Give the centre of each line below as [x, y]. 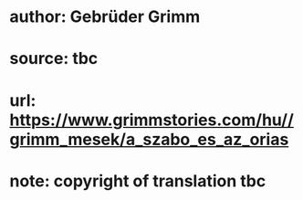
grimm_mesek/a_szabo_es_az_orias [149, 139]
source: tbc [54, 59]
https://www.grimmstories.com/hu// [152, 120]
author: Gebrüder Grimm [105, 17]
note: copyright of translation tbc [138, 181]
